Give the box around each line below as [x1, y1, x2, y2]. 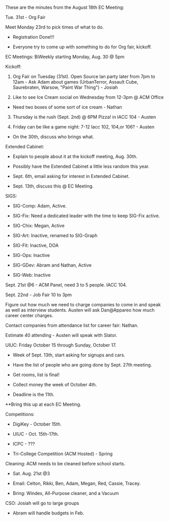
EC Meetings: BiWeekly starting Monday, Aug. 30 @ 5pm [5, 54, 125, 60]
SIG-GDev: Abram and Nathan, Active [12, 262, 92, 268]
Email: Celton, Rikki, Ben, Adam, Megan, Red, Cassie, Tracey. [12, 480, 141, 486]
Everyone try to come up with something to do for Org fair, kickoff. [12, 44, 152, 50]
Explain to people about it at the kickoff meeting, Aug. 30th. [12, 153, 138, 160]
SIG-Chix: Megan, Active [12, 223, 65, 228]
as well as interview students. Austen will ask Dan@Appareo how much [5, 307, 155, 313]
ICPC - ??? [12, 441, 35, 447]
